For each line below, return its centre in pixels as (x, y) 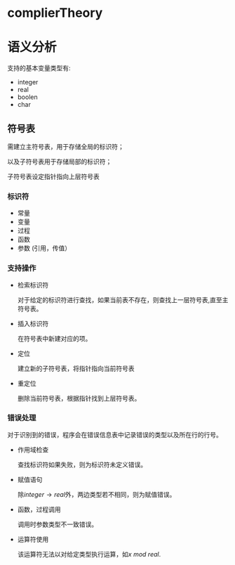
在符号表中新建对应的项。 (54, 338)
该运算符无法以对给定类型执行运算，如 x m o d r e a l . (89, 554)
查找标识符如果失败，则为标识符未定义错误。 (82, 465)
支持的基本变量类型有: (39, 68)
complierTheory (55, 13)
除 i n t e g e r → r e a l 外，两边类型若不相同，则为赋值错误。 (96, 494)
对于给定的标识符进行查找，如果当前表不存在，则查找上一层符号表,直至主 (123, 299)
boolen (27, 97)
